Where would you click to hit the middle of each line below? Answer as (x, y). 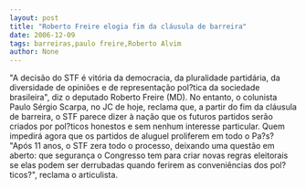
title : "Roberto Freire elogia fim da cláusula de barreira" (128, 26)
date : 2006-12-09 (42, 35)
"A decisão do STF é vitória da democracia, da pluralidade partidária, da (145, 78)
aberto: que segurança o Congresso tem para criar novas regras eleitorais (149, 155)
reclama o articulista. (79, 175)
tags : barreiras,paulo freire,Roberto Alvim (95, 43)
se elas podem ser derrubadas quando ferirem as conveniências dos (139, 165)
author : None (34, 52)
